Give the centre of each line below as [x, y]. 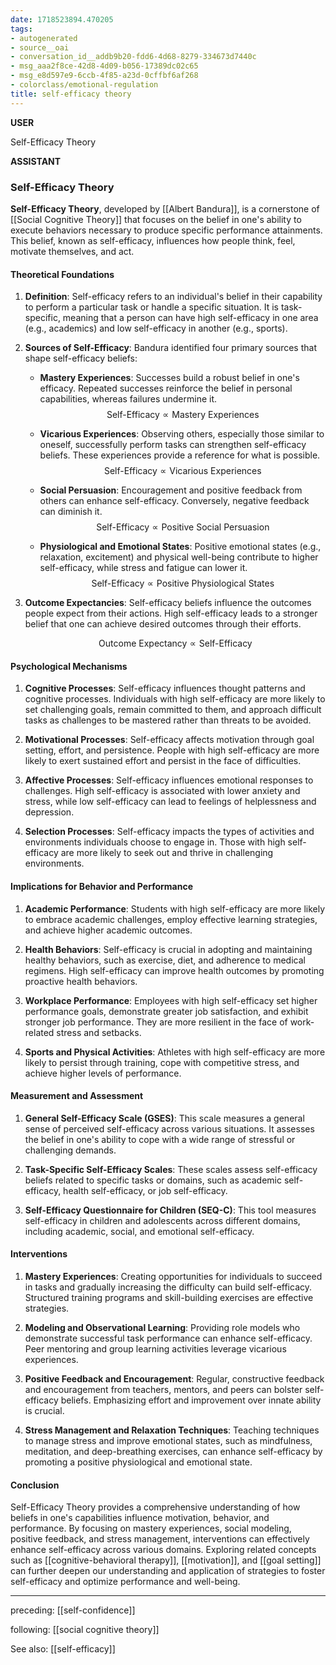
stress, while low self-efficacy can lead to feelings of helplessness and [170, 802]
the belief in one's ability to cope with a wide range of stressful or [160, 1139]
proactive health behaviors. [81, 981]
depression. [49, 812]
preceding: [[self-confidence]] [73, 1610]
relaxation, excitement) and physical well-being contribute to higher [179, 557]
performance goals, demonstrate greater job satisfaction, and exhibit [166, 1011]
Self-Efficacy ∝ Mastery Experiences [183, 415]
